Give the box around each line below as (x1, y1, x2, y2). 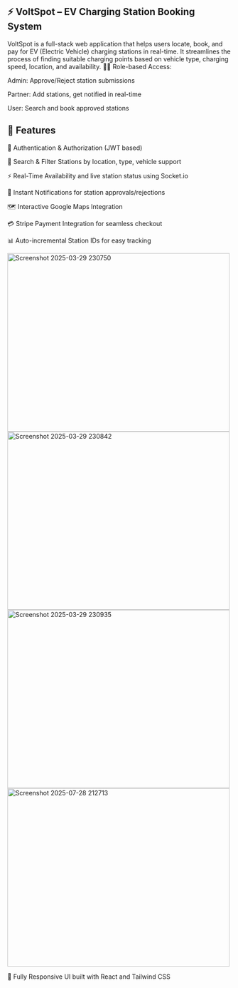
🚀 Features (7, 124, 56, 137)
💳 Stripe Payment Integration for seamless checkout (7, 219, 163, 228)
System (7, 21, 43, 33)
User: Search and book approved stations (7, 103, 129, 112)
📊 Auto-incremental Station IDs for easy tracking (7, 236, 151, 245)
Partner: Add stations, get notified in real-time (7, 90, 142, 98)
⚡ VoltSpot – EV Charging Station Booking (7, 6, 195, 18)
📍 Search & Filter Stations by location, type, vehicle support (7, 157, 182, 165)
